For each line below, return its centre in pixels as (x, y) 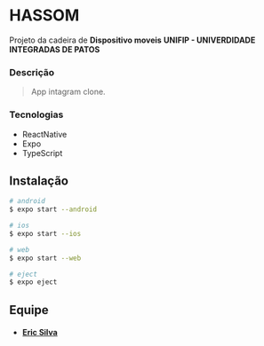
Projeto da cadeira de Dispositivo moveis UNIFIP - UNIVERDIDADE (132, 40)
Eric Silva (40, 333)
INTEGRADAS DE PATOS (55, 49)
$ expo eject (33, 282)
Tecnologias (36, 114)
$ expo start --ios (45, 233)
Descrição (32, 72)
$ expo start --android (53, 209)
